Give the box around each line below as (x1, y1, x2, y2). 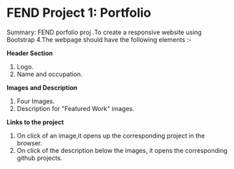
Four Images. (16, 96, 55, 105)
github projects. (16, 154, 62, 162)
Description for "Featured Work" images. (16, 104, 135, 112)
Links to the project (6, 117, 64, 126)
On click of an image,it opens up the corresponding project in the (16, 131, 205, 140)
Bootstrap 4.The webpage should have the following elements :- (6, 35, 192, 43)
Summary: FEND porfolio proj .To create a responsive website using (6, 28, 202, 36)
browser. (16, 138, 43, 147)
